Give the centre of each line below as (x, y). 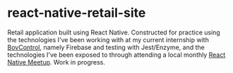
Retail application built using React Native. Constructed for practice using (114, 32)
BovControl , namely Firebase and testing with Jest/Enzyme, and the (106, 47)
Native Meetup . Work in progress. (56, 62)
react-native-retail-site (77, 13)
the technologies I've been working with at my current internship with (108, 39)
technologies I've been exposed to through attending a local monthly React (116, 55)
